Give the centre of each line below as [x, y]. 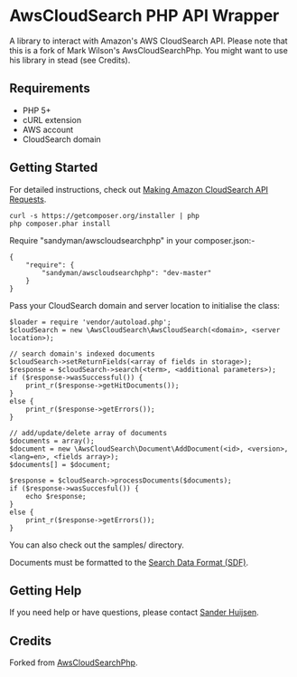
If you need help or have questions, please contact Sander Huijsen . [134, 613]
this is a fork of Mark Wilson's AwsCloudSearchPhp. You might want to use [149, 50]
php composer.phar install [60, 224]
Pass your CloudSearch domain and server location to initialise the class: [144, 305]
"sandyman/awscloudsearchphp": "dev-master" [127, 272]
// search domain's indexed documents [82, 354]
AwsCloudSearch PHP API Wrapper [144, 16]
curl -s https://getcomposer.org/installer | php [105, 215]
